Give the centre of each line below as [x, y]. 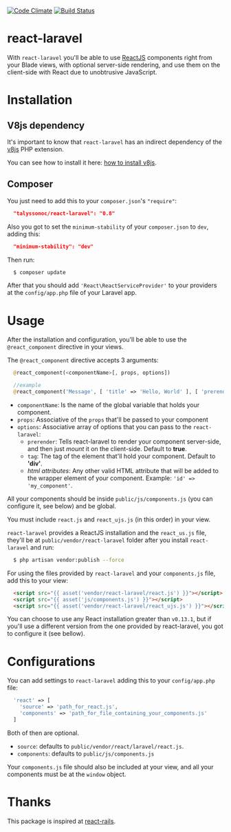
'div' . [35, 463]
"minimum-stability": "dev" [54, 247]
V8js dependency [46, 125]
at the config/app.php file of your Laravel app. [72, 293]
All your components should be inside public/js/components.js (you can [110, 499]
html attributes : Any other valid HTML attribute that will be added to [123, 470]
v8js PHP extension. [35, 149]
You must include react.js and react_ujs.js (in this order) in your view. [109, 519]
